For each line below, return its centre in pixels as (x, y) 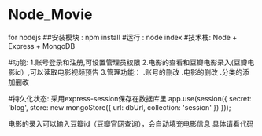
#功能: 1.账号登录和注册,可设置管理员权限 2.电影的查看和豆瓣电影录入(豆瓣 (128, 62)
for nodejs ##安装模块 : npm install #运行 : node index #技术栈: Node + (123, 37)
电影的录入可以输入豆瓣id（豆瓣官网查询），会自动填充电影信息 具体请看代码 (131, 123)
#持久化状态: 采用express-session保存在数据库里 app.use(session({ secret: (130, 98)
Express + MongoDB (42, 46)
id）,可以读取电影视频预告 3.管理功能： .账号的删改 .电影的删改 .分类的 (129, 72)
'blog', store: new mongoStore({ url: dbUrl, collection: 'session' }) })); (120, 107)
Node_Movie (50, 15)
